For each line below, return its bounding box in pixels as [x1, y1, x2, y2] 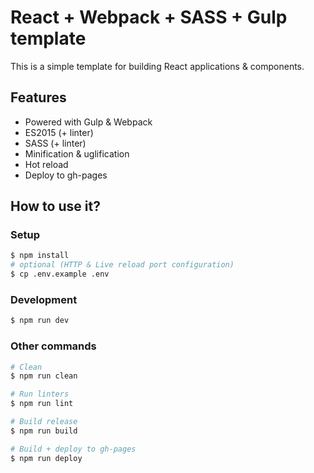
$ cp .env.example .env [10, 269, 110, 280]
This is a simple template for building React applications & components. [10, 60, 305, 72]
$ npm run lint [10, 399, 74, 409]
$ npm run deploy [10, 453, 83, 463]
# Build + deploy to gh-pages [10, 444, 137, 454]
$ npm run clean [10, 371, 78, 381]
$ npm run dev [10, 316, 70, 326]
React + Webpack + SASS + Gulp [10, 6, 288, 29]
